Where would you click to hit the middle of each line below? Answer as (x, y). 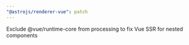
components (22, 35)
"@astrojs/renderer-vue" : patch (47, 12)
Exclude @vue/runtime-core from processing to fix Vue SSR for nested (95, 29)
